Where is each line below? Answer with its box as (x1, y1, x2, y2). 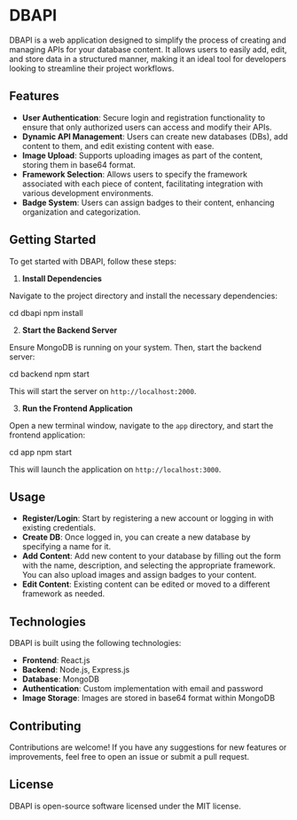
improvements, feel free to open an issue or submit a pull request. (9, 752, 250, 761)
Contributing (9, 718, 82, 733)
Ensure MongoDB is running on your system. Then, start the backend (9, 342, 262, 352)
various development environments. (21, 187, 153, 198)
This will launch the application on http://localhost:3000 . (9, 463, 222, 475)
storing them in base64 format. (21, 159, 136, 170)
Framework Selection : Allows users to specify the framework (21, 169, 248, 179)
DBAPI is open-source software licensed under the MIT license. (9, 800, 241, 811)
